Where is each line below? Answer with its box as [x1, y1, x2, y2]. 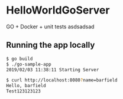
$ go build [6, 55, 33, 62]
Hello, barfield [6, 83, 46, 89]
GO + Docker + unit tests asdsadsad [6, 23, 95, 30]
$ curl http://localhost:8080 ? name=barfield [6, 77, 118, 83]
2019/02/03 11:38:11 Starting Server [6, 67, 99, 72]
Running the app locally [6, 40, 95, 50]
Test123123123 [6, 88, 41, 94]
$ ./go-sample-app [6, 61, 51, 67]
